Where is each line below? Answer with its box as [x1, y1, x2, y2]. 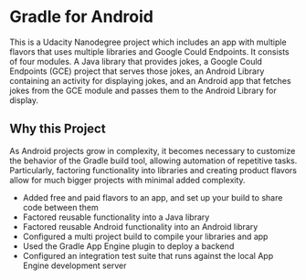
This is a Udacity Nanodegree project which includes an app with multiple [9, 36, 287, 47]
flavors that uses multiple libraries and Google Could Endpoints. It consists [9, 46, 290, 57]
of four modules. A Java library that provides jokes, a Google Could [9, 56, 263, 67]
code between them [22, 202, 99, 213]
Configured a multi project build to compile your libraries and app [22, 231, 269, 242]
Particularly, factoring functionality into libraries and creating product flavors [9, 164, 297, 175]
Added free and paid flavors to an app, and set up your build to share [22, 192, 283, 202]
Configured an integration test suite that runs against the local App [22, 250, 274, 261]
